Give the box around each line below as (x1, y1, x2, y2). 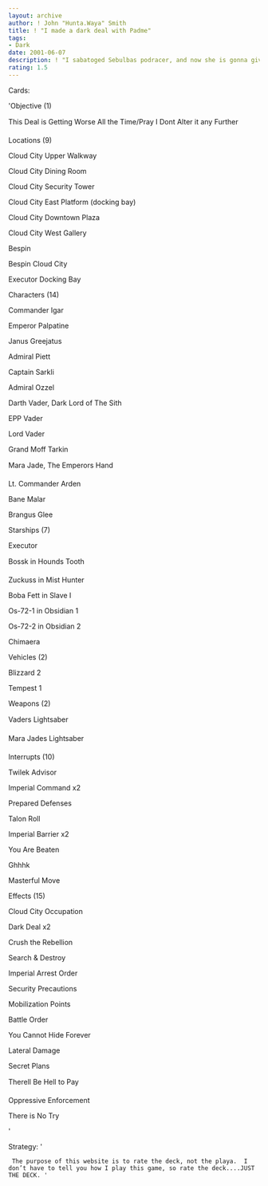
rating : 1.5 (8, 64, 48, 72)
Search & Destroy (8, 952, 66, 962)
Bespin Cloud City (8, 258, 68, 268)
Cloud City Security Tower (8, 181, 95, 191)
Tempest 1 (8, 683, 42, 692)
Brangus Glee (8, 510, 53, 519)
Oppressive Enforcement (8, 1095, 90, 1105)
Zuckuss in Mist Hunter (8, 575, 85, 585)
